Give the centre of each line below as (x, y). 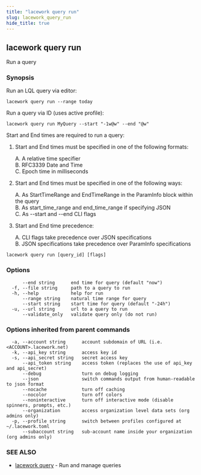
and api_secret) (26, 369)
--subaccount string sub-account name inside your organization (107, 432)
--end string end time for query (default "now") (92, 282)
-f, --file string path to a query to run (71, 288)
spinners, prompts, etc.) (39, 406)
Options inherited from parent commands (68, 330)
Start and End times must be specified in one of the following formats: (101, 147)
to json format (25, 384)
